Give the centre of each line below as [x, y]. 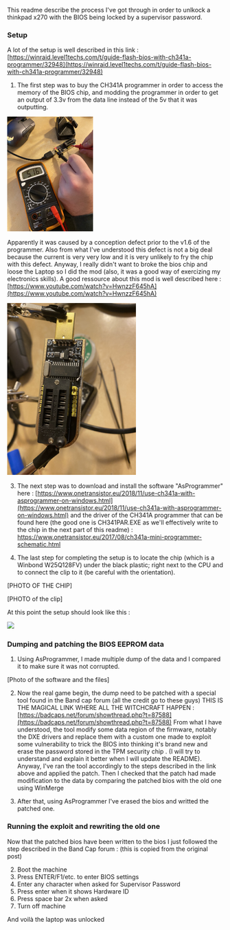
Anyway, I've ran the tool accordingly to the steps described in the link [116, 766]
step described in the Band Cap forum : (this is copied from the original [107, 849]
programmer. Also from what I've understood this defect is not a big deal [110, 250]
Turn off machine [42, 906]
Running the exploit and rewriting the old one [83, 826]
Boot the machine [42, 870]
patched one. [36, 809]
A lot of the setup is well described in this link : [73, 50]
